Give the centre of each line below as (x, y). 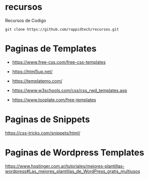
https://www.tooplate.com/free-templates (54, 100)
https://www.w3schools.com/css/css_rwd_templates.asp (70, 90)
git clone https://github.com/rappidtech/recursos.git (62, 29)
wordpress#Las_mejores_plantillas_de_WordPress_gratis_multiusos (73, 171)
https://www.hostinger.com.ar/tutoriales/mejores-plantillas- (65, 166)
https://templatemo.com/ (37, 81)
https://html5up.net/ (32, 72)
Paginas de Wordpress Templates (75, 153)
